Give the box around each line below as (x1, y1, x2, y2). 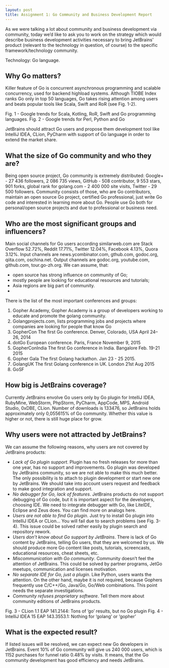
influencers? (5, 227, 46, 236)
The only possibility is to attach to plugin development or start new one (12, 475, 160, 481)
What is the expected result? (5, 628, 97, 636)
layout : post (5, 7, 33, 13)
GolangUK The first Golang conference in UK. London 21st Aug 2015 (12, 361, 155, 367)
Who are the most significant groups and (5, 219, 137, 228)
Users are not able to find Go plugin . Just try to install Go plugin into (12, 512, 154, 518)
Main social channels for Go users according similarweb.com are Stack (5, 240, 153, 247)
